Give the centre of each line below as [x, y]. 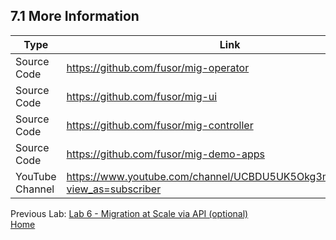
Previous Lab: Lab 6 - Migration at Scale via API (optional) [129, 213]
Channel [35, 189]
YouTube [36, 176]
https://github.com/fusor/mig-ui [142, 96]
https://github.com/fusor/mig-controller [160, 125]
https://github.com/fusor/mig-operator [158, 67]
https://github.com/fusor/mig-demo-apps [165, 154]
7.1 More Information [75, 16]
